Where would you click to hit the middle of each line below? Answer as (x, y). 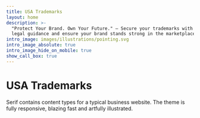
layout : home (22, 17)
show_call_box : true (32, 56)
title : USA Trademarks (34, 12)
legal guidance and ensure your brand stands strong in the (87, 34)
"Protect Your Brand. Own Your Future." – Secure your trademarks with (102, 28)
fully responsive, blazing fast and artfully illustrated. (70, 108)
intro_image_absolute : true (41, 45)
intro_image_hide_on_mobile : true (49, 51)
